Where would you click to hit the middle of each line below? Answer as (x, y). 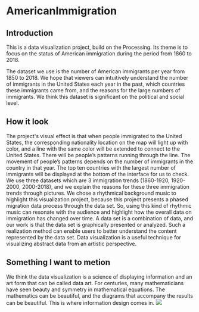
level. (13, 103)
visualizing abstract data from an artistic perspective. (71, 244)
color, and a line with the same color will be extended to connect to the (93, 149)
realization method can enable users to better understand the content (91, 231)
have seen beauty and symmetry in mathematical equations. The (86, 289)
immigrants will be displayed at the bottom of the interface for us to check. (98, 174)
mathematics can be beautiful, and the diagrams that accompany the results (100, 295)
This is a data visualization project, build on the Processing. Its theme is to (97, 47)
